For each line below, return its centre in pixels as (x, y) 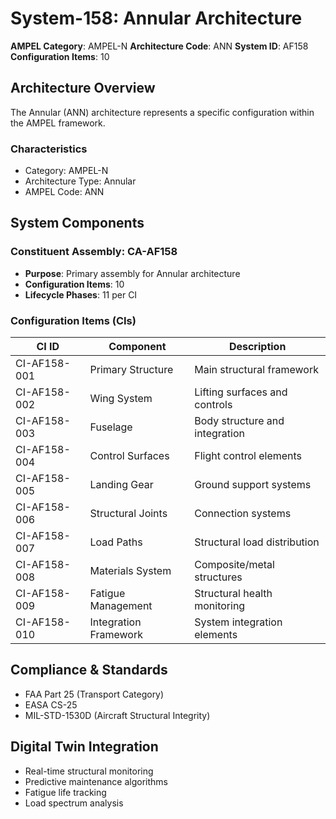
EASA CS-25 (51, 704)
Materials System (130, 571)
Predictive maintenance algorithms (96, 781)
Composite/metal (234, 565)
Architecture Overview (83, 88)
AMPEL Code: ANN (64, 192)
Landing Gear (121, 485)
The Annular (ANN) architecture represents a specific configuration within (162, 112)
